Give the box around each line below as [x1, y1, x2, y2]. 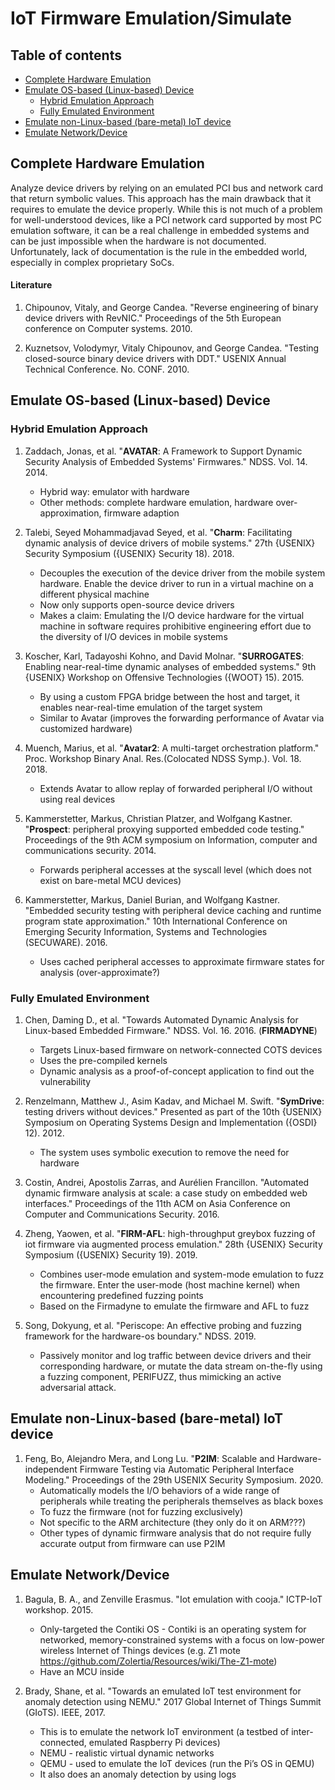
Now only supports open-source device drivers [39, 598, 235, 611]
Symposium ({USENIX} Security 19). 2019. [24, 1249, 198, 1261]
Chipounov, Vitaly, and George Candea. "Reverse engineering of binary [24, 302, 319, 314]
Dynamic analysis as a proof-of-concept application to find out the [39, 1065, 315, 1077]
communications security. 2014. [24, 844, 157, 856]
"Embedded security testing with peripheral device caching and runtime [24, 904, 322, 916]
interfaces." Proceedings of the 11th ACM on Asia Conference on [24, 1198, 291, 1209]
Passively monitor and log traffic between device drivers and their [39, 1350, 312, 1361]
